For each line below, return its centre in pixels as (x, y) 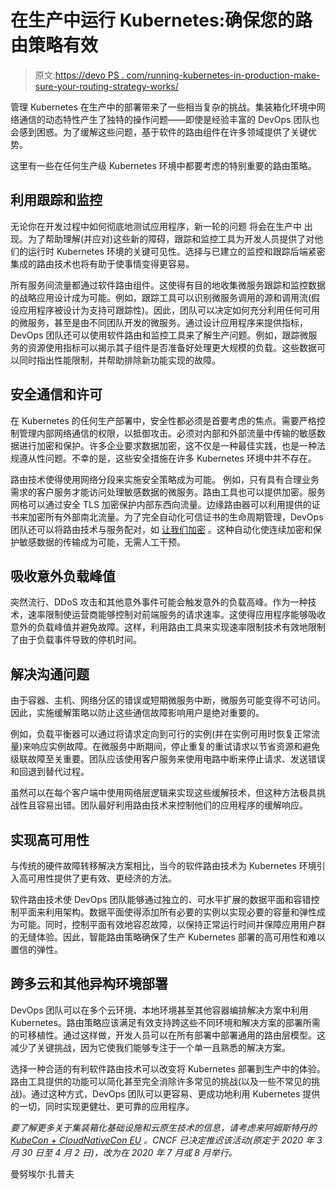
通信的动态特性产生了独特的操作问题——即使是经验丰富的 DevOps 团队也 (169, 119)
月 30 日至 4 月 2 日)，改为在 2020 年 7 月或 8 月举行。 (124, 1152)
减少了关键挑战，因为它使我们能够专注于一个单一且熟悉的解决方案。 (150, 1047)
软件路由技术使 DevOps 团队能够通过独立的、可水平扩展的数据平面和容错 (161, 899)
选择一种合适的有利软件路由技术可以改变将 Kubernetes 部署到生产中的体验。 (168, 1068)
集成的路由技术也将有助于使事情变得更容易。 (102, 263)
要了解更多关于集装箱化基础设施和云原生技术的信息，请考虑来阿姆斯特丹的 (163, 1127)
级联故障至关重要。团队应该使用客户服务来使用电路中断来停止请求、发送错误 (168, 759)
